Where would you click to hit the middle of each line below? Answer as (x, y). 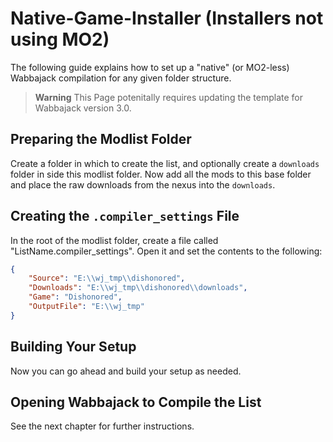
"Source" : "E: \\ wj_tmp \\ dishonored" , (107, 278)
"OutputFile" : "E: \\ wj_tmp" (86, 307)
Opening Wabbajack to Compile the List (136, 402)
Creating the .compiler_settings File (125, 216)
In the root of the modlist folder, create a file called (114, 240)
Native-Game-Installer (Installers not (167, 18)
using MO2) (60, 39)
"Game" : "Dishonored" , (75, 297)
